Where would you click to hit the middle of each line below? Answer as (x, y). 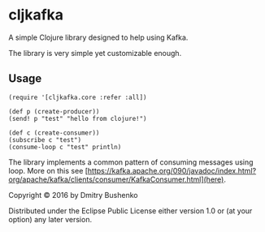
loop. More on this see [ (48, 170)
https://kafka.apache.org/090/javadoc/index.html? (172, 170)
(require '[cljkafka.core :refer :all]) (78, 97)
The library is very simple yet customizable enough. (95, 53)
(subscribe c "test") (45, 140)
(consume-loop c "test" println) (65, 147)
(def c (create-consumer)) (54, 133)
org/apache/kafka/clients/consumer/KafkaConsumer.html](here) (116, 179)
